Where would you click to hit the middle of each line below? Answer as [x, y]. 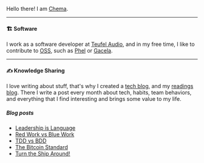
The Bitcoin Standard [42, 147]
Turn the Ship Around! [43, 154]
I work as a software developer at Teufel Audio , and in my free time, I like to [101, 44]
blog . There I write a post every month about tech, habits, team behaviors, [99, 92]
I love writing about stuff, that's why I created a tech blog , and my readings [100, 86]
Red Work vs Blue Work [45, 135]
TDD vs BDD [31, 141]
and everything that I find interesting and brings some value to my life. [94, 99]
